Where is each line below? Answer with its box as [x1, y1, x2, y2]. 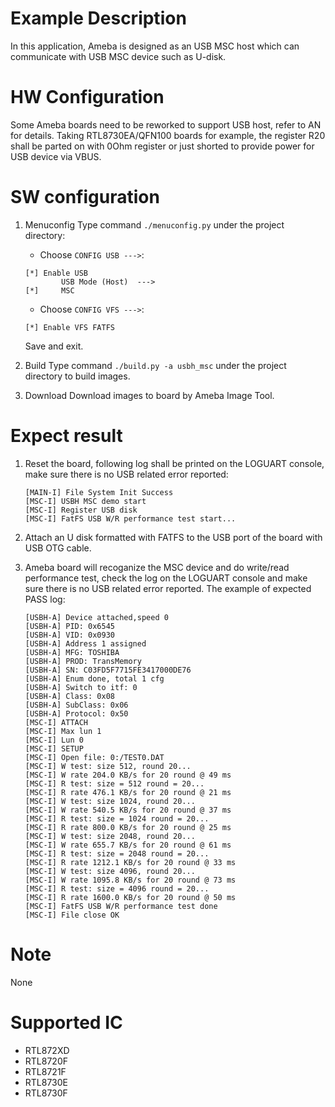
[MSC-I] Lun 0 [24, 735, 84, 745]
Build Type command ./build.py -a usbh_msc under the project [24, 359, 287, 371]
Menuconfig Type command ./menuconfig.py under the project [24, 218, 285, 231]
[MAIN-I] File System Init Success [24, 487, 174, 497]
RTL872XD [24, 1044, 70, 1056]
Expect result [10, 425, 123, 447]
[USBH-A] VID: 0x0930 [24, 630, 115, 640]
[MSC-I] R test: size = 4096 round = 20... [24, 883, 210, 894]
